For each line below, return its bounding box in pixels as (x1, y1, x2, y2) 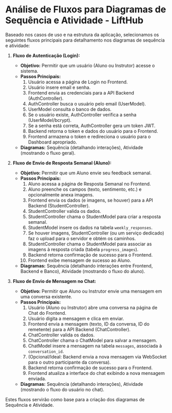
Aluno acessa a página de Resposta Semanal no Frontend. (28, 181, 151, 187)
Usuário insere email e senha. (28, 84, 91, 91)
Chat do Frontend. (28, 310, 67, 316)
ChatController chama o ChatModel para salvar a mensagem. (28, 337, 157, 343)
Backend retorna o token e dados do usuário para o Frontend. (28, 128, 158, 134)
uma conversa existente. (20, 293, 73, 299)
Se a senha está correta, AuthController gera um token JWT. (28, 122, 156, 129)
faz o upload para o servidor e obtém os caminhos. (28, 235, 136, 241)
